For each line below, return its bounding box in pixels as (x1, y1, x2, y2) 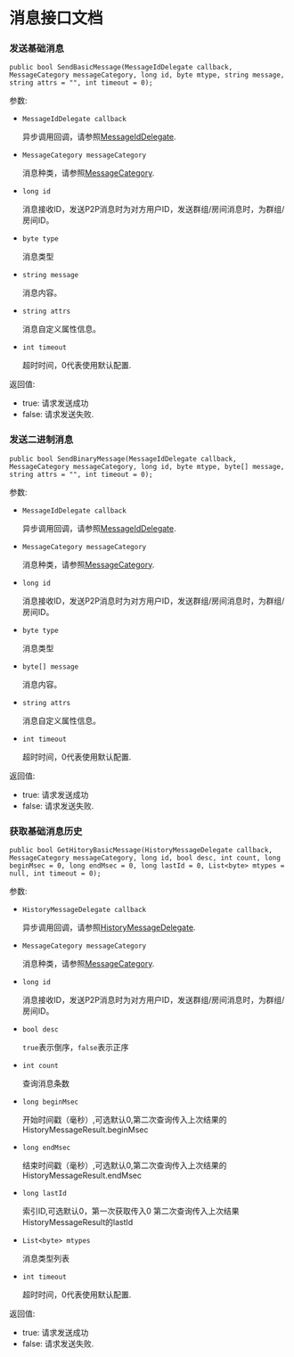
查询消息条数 (21, 1078, 69, 1089)
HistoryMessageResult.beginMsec (21, 1124, 149, 1135)
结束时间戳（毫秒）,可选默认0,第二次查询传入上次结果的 (21, 1160, 227, 1171)
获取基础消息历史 (9, 825, 83, 837)
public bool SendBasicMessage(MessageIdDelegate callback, (9, 63, 233, 72)
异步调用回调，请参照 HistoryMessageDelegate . (21, 922, 196, 933)
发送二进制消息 (9, 433, 74, 446)
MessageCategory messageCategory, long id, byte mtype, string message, (9, 70, 285, 80)
